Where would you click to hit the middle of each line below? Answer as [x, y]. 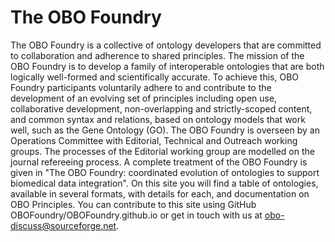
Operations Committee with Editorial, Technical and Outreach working [154, 140]
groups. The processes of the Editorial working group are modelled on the [162, 151]
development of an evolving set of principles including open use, [144, 98]
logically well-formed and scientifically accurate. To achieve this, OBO [155, 77]
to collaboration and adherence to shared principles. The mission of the [157, 55]
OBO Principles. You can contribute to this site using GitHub [133, 204]
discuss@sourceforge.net [63, 225]
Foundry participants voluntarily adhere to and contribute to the [141, 87]
